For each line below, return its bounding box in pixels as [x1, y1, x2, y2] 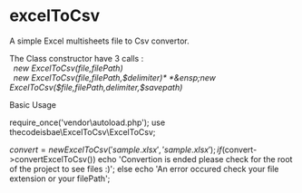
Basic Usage [9, 99, 57, 110]
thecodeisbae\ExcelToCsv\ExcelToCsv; [9, 126, 156, 137]
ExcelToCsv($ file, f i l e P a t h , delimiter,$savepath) [9, 82, 183, 92]
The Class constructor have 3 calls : [9, 53, 144, 63]
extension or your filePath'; [9, 173, 111, 184]
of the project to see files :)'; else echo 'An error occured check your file [9, 163, 279, 174]
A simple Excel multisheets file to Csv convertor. [9, 35, 190, 46]
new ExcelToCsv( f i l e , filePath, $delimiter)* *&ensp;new [13, 72, 216, 82]
